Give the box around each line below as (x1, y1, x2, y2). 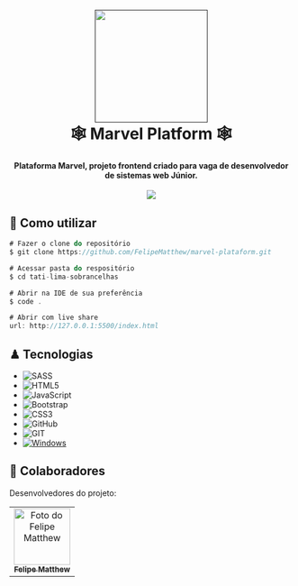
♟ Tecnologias (9, 346, 94, 362)
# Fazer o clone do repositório (9, 239, 131, 249)
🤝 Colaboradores (9, 463, 106, 479)
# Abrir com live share (9, 313, 99, 323)
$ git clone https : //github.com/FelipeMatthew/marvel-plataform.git (9, 248, 272, 257)
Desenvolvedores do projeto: (9, 487, 117, 499)
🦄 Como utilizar (9, 215, 97, 231)
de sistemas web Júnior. (104, 169, 198, 180)
